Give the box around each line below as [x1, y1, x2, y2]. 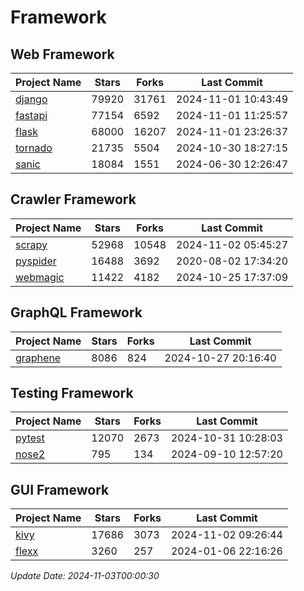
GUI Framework [10, 481, 110, 498]
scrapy [15, 237, 48, 251]
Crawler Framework [10, 191, 137, 208]
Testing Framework [10, 385, 134, 402]
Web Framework [10, 46, 115, 63]
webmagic [15, 270, 65, 284]
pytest [15, 431, 45, 445]
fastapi [15, 109, 48, 122]
